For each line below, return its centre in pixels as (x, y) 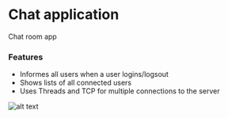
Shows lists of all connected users (76, 83)
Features (26, 57)
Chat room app (32, 36)
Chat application (64, 15)
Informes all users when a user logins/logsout (94, 74)
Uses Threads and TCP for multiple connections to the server (120, 91)
